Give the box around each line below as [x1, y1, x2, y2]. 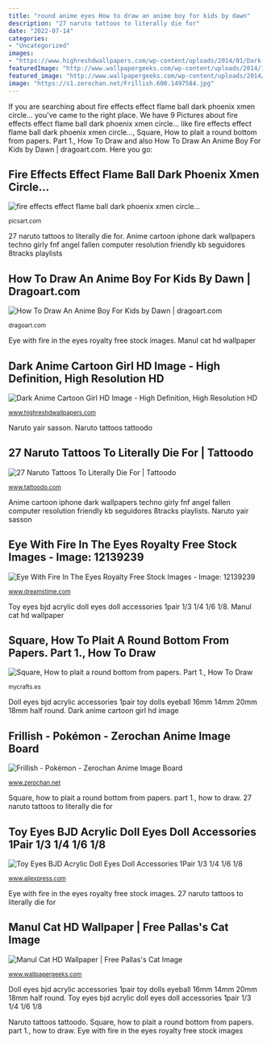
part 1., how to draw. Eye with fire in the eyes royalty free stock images [8, 1025, 244, 1035]
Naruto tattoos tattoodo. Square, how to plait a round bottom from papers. [8, 1017, 254, 1027]
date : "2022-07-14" [8, 27, 74, 35]
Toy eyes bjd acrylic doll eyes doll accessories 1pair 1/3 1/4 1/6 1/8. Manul [8, 602, 252, 611]
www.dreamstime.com [8, 587, 71, 595]
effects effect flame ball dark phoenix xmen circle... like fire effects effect [8, 119, 252, 128]
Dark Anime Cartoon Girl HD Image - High [8, 359, 220, 373]
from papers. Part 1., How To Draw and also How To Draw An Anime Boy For [8, 136, 261, 145]
